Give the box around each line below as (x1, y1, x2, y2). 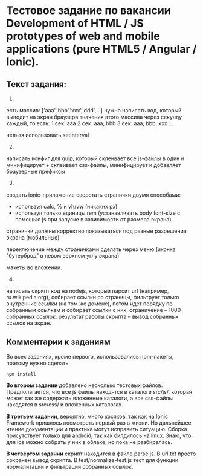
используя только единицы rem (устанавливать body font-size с (14, 209, 181, 217)
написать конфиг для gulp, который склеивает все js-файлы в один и (6, 155, 184, 162)
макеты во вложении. (6, 264, 62, 271)
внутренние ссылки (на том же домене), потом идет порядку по (6, 300, 173, 307)
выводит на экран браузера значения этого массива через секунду (6, 113, 182, 120)
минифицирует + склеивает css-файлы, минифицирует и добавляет (6, 161, 181, 168)
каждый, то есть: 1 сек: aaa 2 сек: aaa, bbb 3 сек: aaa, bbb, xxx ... (6, 120, 174, 127)
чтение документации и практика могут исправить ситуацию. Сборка (6, 425, 187, 432)
